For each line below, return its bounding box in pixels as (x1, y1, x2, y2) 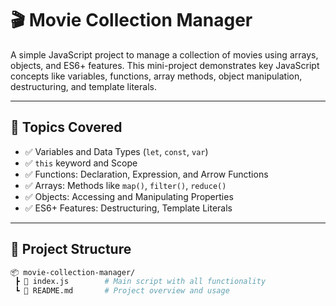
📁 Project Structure (10, 241, 132, 258)
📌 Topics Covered (10, 119, 123, 136)
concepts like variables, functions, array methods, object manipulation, (10, 70, 303, 82)
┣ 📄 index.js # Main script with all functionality (14, 277, 267, 287)
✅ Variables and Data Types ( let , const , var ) (24, 145, 209, 157)
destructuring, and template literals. (10, 80, 157, 92)
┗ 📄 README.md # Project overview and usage (14, 286, 230, 296)
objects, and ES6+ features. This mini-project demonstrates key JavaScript (10, 59, 320, 71)
